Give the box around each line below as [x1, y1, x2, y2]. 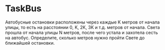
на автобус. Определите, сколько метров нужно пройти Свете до [5, 35, 145, 41]
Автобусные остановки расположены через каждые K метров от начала [5, 19, 160, 25]
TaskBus [5, 3, 42, 14]
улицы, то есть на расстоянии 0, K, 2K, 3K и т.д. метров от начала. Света [5, 24, 160, 30]
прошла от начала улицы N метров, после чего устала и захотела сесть [5, 29, 158, 35]
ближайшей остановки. [5, 40, 55, 46]
